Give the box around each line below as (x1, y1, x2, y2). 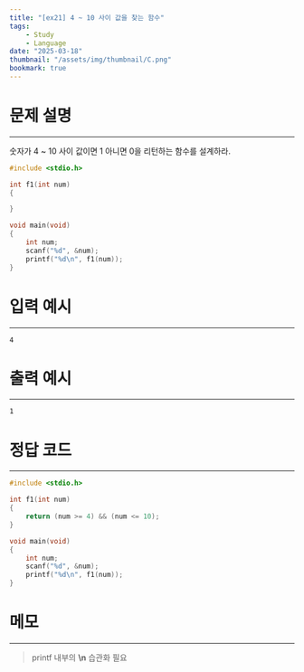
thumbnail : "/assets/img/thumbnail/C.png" (9, 55, 172, 64)
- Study (25, 30, 54, 39)
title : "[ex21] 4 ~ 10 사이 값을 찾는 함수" (9, 13, 165, 23)
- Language (25, 38, 67, 48)
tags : (9, 22, 30, 31)
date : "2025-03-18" (9, 47, 83, 56)
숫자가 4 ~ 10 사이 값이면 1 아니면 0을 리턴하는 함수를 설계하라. (9, 146, 231, 156)
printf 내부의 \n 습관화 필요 (31, 652, 128, 663)
